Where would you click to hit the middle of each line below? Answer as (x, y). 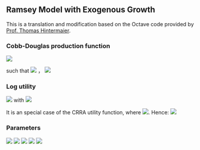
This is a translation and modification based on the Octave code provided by (100, 24)
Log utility (21, 87)
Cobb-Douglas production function (58, 46)
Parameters (23, 128)
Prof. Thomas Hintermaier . (39, 30)
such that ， (25, 71)
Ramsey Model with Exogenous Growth (81, 10)
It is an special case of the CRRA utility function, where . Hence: (87, 112)
